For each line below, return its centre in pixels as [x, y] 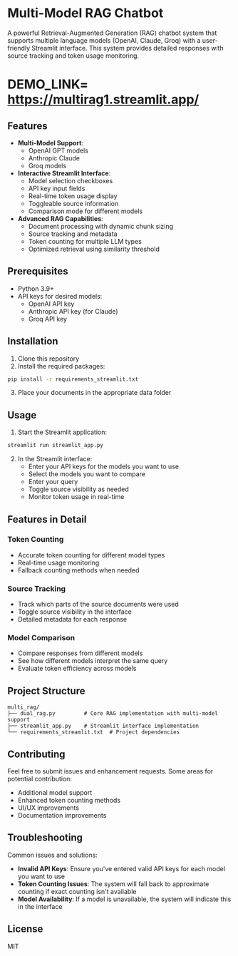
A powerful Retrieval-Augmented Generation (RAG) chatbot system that [112, 33]
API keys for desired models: [60, 296]
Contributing [36, 754]
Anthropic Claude [54, 158]
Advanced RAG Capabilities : [60, 218]
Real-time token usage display [73, 196]
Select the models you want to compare [87, 474]
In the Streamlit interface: [55, 459]
